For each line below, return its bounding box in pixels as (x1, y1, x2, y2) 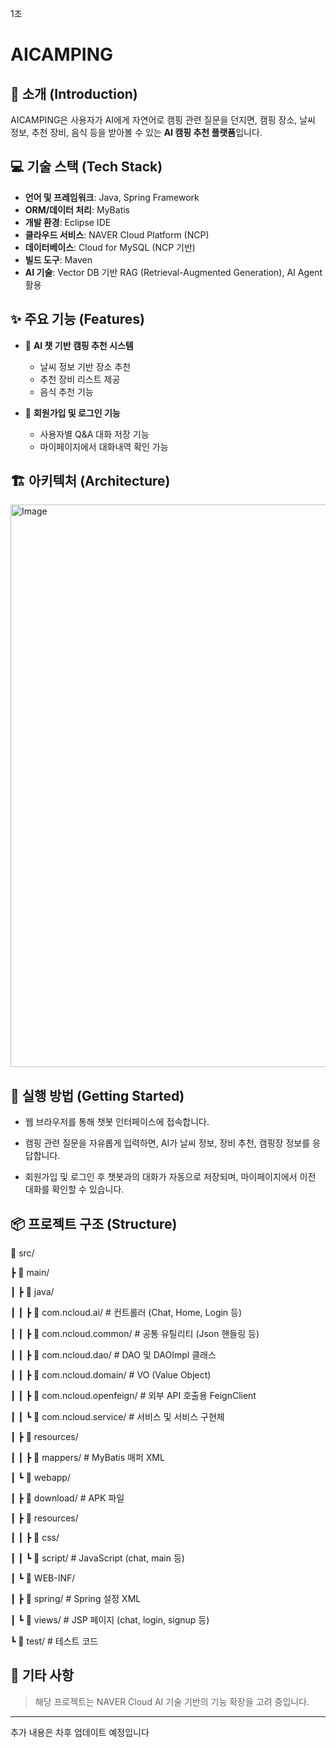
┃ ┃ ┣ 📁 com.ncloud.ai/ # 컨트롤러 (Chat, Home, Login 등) (10, 1307, 243, 1319)
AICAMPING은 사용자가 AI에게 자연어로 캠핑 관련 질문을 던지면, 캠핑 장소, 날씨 (10, 114, 316, 126)
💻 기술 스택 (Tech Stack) (10, 158, 163, 176)
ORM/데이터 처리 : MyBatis (24, 203, 130, 216)
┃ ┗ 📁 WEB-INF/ (10, 1572, 76, 1584)
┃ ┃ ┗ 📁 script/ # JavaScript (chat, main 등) (10, 1552, 185, 1564)
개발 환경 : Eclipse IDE (24, 216, 112, 228)
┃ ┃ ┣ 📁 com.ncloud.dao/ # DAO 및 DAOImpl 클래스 (10, 1349, 217, 1361)
